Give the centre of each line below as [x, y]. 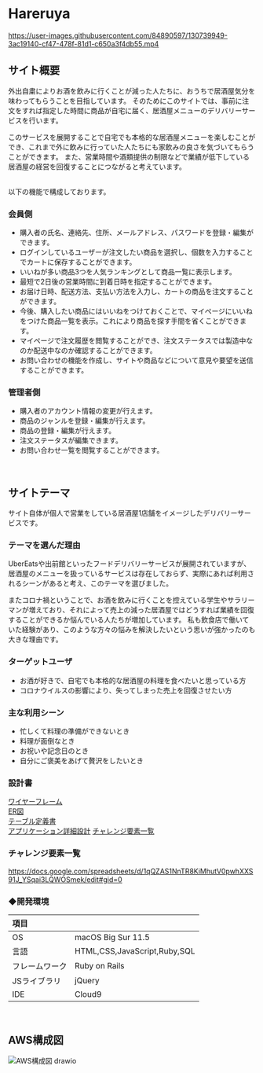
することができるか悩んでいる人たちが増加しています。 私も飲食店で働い [125, 620]
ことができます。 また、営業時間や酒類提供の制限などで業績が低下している [129, 156]
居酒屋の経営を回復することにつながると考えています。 [97, 167]
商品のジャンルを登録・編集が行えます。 [84, 421]
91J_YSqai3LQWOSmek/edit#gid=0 [66, 879]
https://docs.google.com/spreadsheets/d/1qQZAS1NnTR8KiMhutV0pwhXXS [131, 871]
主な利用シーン [36, 712]
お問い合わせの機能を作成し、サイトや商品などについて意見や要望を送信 [136, 360]
